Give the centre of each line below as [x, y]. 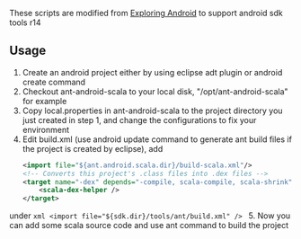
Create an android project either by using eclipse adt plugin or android [152, 72]
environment [46, 129]
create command [54, 82]
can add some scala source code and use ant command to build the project [149, 226]
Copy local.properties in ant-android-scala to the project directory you [152, 111]
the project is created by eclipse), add [93, 148]
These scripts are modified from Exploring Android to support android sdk [146, 13]
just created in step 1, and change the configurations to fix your [139, 119]
